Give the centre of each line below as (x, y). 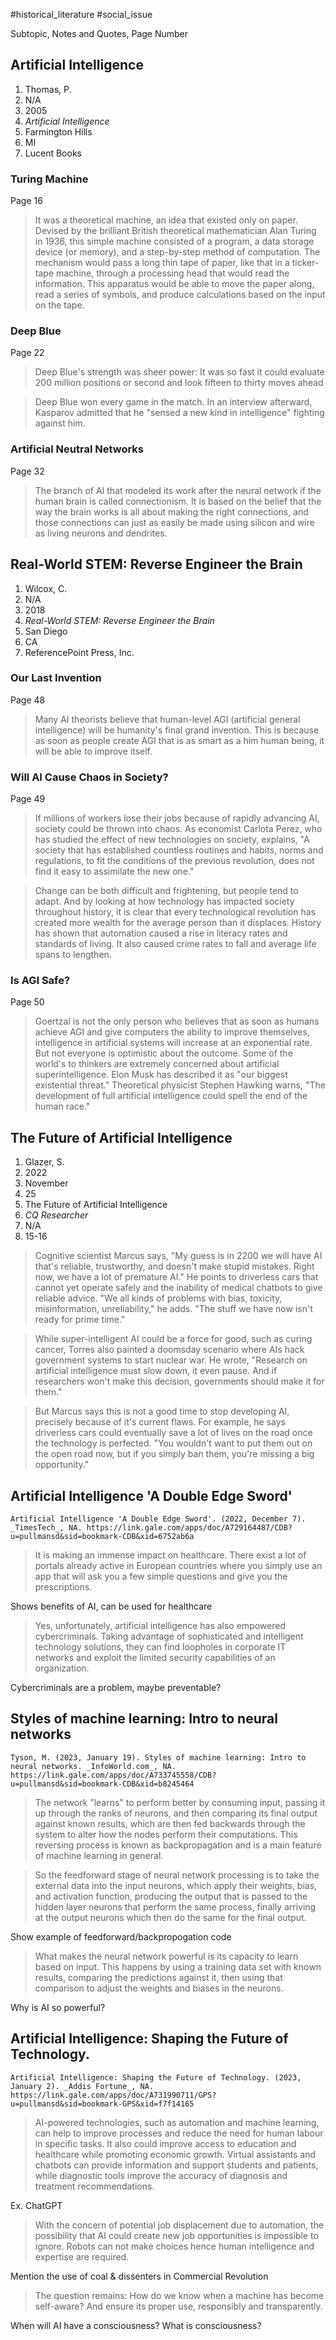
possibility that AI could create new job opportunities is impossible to (176, 2235)
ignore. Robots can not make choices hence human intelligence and (174, 2246)
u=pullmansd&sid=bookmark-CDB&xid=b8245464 (102, 1784)
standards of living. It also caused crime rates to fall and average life (175, 944)
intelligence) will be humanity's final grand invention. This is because (177, 730)
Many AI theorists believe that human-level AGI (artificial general (167, 719)
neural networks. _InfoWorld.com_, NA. (93, 1766)
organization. (62, 1668)
